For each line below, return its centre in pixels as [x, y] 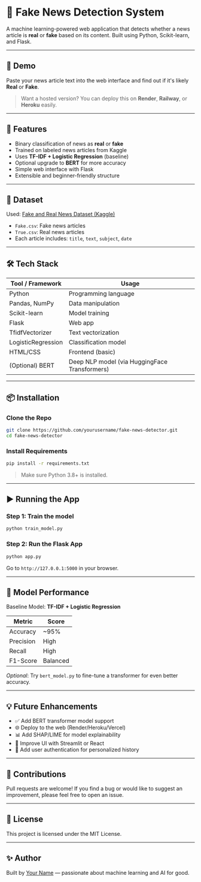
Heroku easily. [39, 105]
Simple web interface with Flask [54, 169]
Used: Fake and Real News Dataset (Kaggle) [61, 214]
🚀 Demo [21, 66]
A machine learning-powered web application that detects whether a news [98, 29]
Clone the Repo [29, 417]
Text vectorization [94, 333]
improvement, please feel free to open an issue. [65, 795]
